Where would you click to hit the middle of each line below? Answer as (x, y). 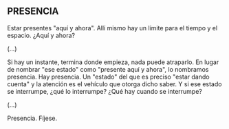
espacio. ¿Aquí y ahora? (41, 35)
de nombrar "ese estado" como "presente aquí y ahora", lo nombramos (108, 69)
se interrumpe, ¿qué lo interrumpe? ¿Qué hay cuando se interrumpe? (105, 91)
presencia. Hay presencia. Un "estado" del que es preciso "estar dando (108, 77)
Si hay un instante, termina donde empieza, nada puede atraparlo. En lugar (113, 62)
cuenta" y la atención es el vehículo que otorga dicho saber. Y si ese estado (115, 84)
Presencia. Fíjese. (32, 118)
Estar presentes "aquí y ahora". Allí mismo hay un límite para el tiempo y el (112, 28)
